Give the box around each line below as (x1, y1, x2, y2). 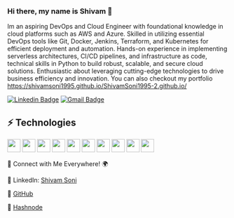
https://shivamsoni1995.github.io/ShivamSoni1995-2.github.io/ (7, 82, 187, 90)
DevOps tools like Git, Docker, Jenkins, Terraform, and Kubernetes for (7, 37, 209, 46)
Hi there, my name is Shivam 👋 (7, 6, 113, 16)
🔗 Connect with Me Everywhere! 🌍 (7, 160, 109, 168)
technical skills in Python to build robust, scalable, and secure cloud (7, 60, 203, 68)
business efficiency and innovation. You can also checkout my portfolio (7, 74, 213, 83)
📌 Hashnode (7, 203, 43, 212)
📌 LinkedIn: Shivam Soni (7, 176, 77, 184)
